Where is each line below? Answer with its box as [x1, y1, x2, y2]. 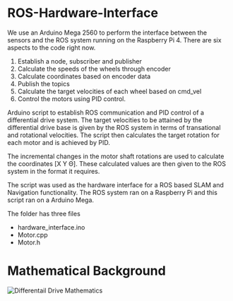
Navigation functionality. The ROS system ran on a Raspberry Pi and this [7, 188, 217, 196]
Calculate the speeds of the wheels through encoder [17, 64, 171, 73]
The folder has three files [7, 209, 81, 218]
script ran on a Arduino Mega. [7, 196, 94, 204]
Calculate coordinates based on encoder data [17, 72, 151, 81]
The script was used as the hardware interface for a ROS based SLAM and [7, 180, 224, 189]
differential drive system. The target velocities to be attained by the [7, 115, 203, 124]
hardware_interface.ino [17, 223, 85, 231]
